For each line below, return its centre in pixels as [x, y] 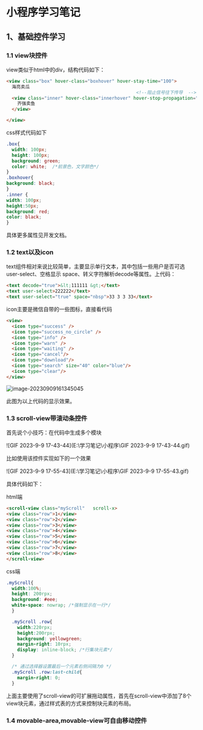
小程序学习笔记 [43, 12]
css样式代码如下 [27, 133]
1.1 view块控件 [27, 55]
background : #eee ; [35, 600]
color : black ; [24, 217]
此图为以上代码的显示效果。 [41, 401]
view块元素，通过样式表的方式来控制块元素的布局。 [70, 703]
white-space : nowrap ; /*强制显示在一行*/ [61, 605]
